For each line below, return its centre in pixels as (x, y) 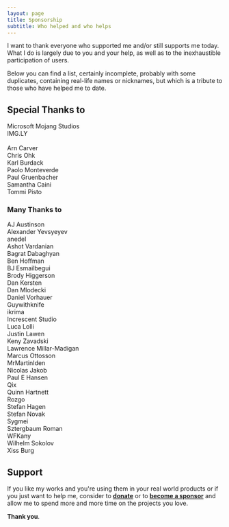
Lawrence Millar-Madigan (43, 349)
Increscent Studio (32, 319)
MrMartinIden (26, 363)
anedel (17, 239)
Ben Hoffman (26, 261)
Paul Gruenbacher (33, 177)
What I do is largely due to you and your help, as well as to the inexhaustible (114, 53)
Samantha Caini (29, 185)
